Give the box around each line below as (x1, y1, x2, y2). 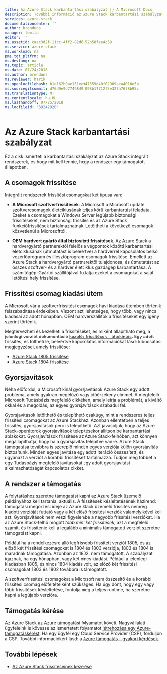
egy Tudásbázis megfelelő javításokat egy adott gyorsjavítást (5, 460, 131, 466)
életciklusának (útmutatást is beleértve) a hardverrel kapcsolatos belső (12, 248, 158, 254)
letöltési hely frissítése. (12, 275, 60, 281)
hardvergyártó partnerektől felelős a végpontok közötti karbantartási (12, 243, 153, 249)
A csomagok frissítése (5, 178, 77, 187)
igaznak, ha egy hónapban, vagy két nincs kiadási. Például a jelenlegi (5, 556, 147, 562)
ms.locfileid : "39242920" (5, 105, 59, 110)
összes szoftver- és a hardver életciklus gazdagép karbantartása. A (12, 264, 151, 270)
